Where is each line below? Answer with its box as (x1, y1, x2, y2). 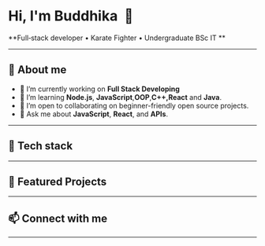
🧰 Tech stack (8, 139, 73, 152)
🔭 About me (8, 63, 67, 77)
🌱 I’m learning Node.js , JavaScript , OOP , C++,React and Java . (19, 92, 222, 101)
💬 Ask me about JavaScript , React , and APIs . (19, 109, 168, 119)
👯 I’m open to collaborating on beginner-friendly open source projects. (19, 101, 249, 110)
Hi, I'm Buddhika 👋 (8, 7, 134, 25)
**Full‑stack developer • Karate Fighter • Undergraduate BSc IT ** (8, 33, 226, 42)
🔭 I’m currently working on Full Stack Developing (19, 84, 180, 94)
